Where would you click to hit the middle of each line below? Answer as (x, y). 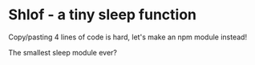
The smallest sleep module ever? (63, 52)
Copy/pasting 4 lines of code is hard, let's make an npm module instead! (127, 37)
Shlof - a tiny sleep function (103, 15)
